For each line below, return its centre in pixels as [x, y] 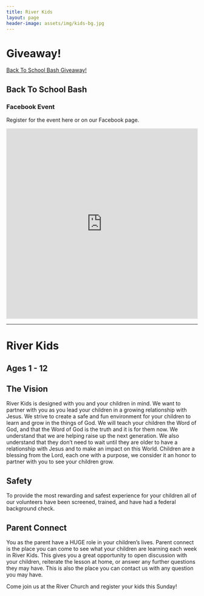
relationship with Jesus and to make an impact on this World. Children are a [101, 449]
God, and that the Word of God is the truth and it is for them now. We [92, 429]
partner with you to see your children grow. [60, 462]
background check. [31, 508]
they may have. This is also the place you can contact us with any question [100, 568]
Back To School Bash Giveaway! [46, 70]
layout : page [23, 18]
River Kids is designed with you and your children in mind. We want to [93, 404]
